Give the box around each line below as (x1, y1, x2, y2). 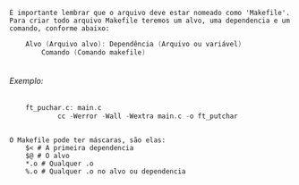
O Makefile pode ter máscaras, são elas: (9, 136, 167, 145)
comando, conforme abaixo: (9, 24, 110, 33)
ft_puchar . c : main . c (25, 103, 102, 112)
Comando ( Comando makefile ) (41, 47, 146, 57)
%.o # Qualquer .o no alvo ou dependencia (25, 167, 186, 176)
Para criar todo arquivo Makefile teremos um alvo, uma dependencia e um (9, 16, 291, 25)
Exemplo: (9, 76, 44, 87)
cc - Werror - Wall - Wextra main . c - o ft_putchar (56, 112, 239, 121)
